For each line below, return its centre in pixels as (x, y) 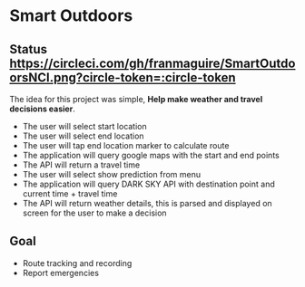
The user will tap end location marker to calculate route (126, 145)
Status (29, 49)
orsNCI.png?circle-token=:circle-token (123, 77)
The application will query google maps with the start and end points (151, 155)
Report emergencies (61, 273)
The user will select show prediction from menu (112, 174)
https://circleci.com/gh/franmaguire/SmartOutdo (152, 63)
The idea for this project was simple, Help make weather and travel (136, 99)
